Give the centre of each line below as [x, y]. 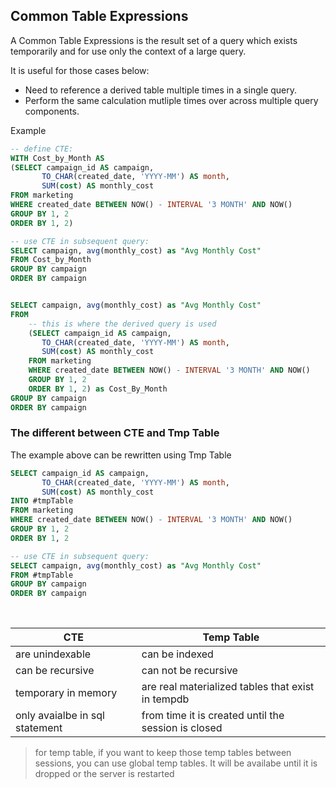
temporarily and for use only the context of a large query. [128, 51]
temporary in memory [66, 693]
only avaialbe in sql [60, 716]
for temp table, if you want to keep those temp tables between [163, 753]
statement [39, 728]
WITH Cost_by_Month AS [57, 158]
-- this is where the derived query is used [122, 324]
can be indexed [177, 654]
